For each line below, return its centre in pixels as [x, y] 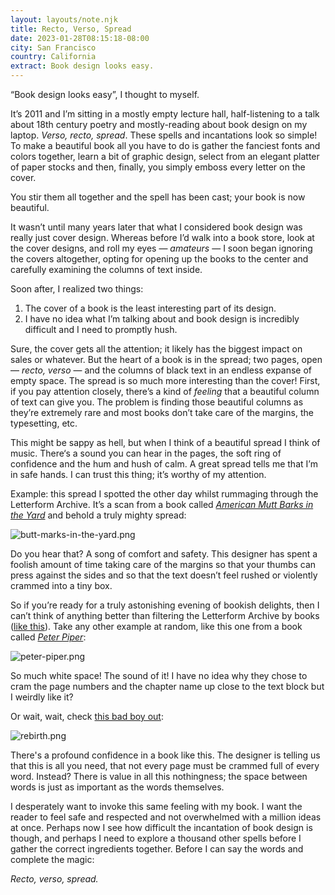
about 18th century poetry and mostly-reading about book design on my [159, 124]
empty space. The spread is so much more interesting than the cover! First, [165, 380]
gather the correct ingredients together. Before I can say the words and [157, 849]
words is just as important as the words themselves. [117, 787]
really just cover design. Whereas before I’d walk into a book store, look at [162, 237]
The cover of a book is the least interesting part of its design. [150, 308]
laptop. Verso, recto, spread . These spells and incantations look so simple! [164, 135]
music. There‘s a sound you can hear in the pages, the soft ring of [146, 453]
